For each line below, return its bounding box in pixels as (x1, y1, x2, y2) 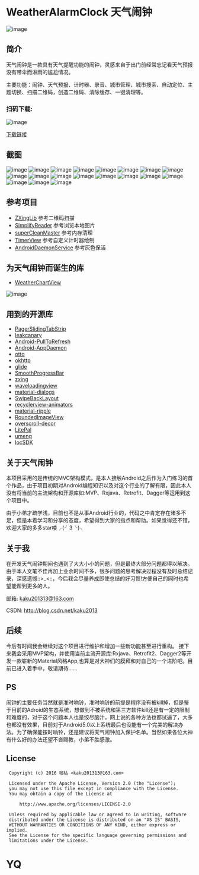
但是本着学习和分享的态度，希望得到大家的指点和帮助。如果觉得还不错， (16, 517, 193, 524)
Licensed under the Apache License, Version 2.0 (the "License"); (8, 781, 176, 787)
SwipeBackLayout (14, 395, 59, 402)
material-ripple (14, 407, 52, 414)
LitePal (14, 426, 31, 433)
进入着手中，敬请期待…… (16, 664, 78, 671)
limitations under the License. (8, 838, 89, 844)
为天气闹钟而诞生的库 (6, 263, 84, 273)
